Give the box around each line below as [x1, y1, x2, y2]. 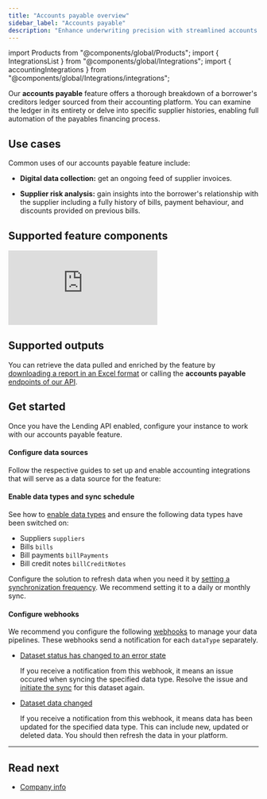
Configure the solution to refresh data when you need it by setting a [8, 574, 230, 584]
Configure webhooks [8, 609, 79, 619]
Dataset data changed [19, 698, 93, 708]
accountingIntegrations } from [8, 65, 106, 75]
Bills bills [19, 542, 54, 552]
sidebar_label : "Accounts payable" [8, 19, 126, 27]
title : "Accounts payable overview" [8, 11, 130, 20]
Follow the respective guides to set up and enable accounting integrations [8, 465, 250, 475]
